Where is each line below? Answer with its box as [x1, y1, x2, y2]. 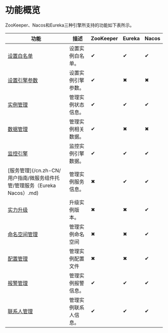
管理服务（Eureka [14, 182, 56, 189]
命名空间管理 [7, 231, 38, 238]
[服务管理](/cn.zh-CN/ [7, 167, 61, 174]
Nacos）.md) [7, 189, 39, 196]
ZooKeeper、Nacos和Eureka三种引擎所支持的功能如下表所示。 [5, 22, 134, 28]
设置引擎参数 [7, 77, 38, 84]
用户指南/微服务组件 [7, 174, 55, 181]
